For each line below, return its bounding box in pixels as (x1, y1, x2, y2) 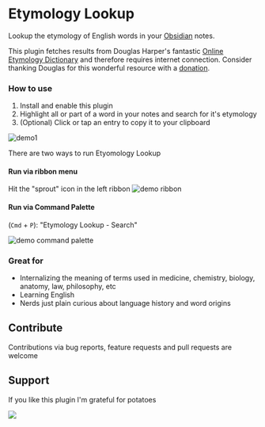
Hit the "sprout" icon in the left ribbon (8, 184, 131, 194)
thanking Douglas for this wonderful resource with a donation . (8, 63, 210, 72)
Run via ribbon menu (8, 166, 78, 176)
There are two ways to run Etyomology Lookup (8, 148, 161, 158)
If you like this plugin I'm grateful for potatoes (8, 395, 157, 404)
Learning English (19, 290, 75, 299)
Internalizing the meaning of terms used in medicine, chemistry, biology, (19, 273, 256, 282)
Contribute (8, 322, 63, 335)
